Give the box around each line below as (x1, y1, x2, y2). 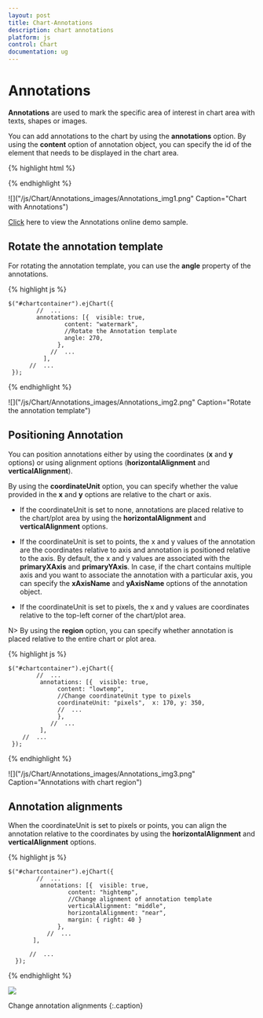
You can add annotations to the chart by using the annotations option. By (8, 131, 247, 141)
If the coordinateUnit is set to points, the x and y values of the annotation (19, 536, 255, 546)
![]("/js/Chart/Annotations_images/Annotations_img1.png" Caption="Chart (8, 193, 247, 203)
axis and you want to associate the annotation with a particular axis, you (19, 570, 254, 580)
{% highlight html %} (8, 163, 76, 173)
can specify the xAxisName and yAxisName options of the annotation (19, 578, 248, 588)
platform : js (8, 33, 51, 42)
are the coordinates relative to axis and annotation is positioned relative (19, 545, 251, 555)
